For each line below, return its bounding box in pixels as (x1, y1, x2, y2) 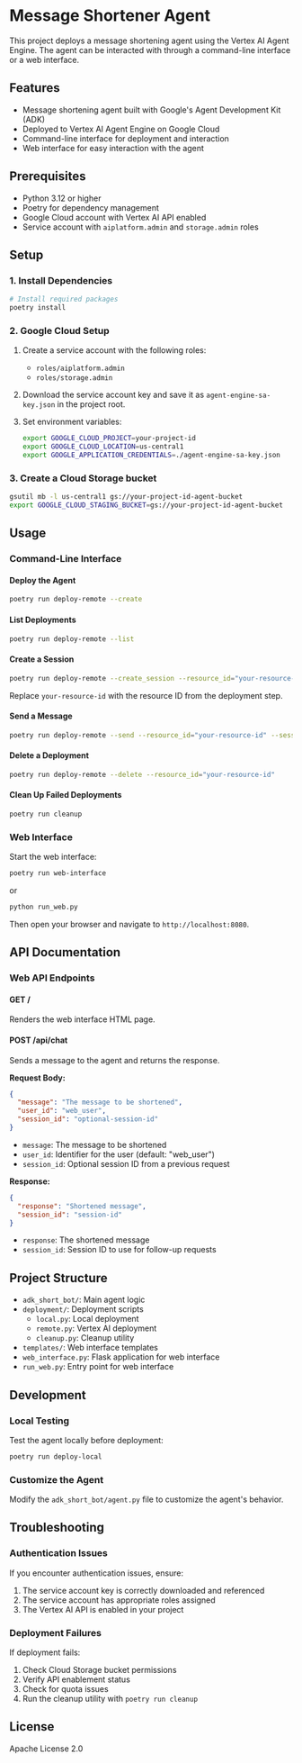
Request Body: (9, 1072, 66, 1083)
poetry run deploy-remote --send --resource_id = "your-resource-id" (9, 730, 268, 739)
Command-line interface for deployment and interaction (22, 132, 229, 144)
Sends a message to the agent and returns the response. (9, 1054, 220, 1065)
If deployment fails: (9, 1647, 81, 1658)
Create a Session (9, 654, 75, 665)
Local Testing (9, 1415, 70, 1427)
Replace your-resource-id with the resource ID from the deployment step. (9, 690, 283, 701)
